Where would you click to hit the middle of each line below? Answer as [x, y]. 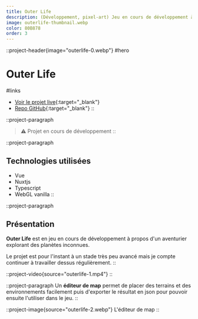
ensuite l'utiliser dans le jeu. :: [42, 298]
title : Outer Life [29, 12]
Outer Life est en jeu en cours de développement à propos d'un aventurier [97, 238]
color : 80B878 [24, 28]
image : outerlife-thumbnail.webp [47, 22]
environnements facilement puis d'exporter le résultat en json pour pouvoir [97, 292]
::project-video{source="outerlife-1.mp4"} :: [60, 274]
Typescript [28, 188]
